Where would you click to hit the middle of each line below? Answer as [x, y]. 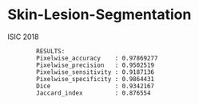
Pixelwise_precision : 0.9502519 [96, 65]
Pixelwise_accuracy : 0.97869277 [97, 58]
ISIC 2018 [23, 37]
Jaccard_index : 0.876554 [94, 93]
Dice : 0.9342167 [96, 86]
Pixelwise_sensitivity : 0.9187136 [96, 72]
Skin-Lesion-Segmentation [99, 15]
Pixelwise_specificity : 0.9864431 [96, 79]
